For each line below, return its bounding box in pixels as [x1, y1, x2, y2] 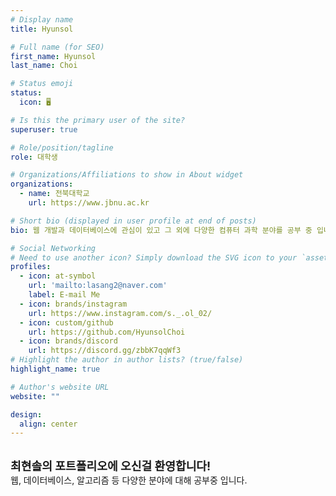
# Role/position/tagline [10, 142, 114, 153]
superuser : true [10, 124, 78, 135]
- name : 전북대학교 [19, 189, 90, 199]
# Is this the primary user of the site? [10, 115, 186, 125]
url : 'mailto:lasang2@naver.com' [28, 281, 168, 291]
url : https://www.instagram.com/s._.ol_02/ [28, 308, 213, 318]
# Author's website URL [10, 382, 110, 392]
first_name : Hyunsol [10, 51, 97, 61]
